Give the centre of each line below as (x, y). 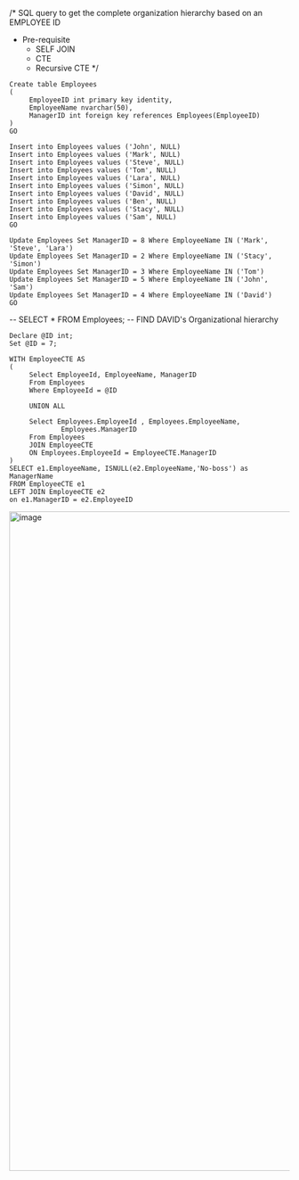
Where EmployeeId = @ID (73, 391)
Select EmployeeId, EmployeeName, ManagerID (113, 375)
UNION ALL (47, 406)
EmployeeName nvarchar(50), (81, 108)
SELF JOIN (55, 49)
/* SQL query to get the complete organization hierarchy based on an (136, 13)
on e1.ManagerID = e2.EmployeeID (71, 499)
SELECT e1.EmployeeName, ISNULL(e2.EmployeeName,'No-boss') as (129, 468)
